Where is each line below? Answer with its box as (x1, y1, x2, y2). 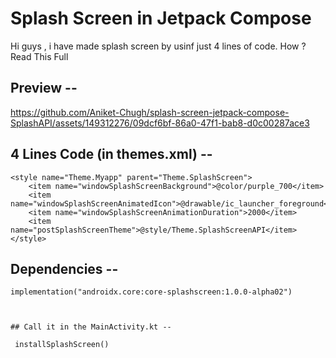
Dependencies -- (10, 260, 119, 277)
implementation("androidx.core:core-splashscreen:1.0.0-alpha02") (10, 287, 293, 297)
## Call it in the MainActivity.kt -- (10, 322, 172, 332)
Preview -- (10, 80, 78, 97)
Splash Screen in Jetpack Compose (10, 7, 312, 30)
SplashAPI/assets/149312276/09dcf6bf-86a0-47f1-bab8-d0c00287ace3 (10, 117, 310, 129)
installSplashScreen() (14, 340, 110, 350)
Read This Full (10, 50, 69, 62)
